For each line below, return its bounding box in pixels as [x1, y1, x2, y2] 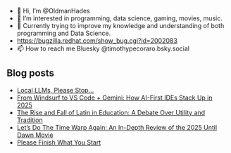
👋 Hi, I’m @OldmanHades [16, 7, 90, 15]
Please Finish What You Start [16, 138, 101, 147]
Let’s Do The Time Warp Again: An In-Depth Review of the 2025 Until [16, 123, 218, 131]
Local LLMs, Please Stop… [16, 86, 94, 94]
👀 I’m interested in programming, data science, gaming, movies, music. [16, 14, 223, 22]
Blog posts [6, 67, 54, 79]
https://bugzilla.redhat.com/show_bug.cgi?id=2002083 [16, 36, 177, 45]
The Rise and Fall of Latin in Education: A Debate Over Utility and [16, 108, 206, 117]
